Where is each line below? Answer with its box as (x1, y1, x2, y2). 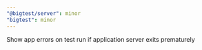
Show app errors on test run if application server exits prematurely (6, 35, 196, 43)
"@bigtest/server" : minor (6, 10, 81, 17)
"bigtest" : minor (6, 16, 57, 23)
